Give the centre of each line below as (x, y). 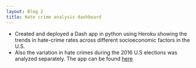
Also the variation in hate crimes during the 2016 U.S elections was (96, 52)
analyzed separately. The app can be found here (73, 59)
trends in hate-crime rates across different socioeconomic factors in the (102, 40)
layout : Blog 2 (25, 11)
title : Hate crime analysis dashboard (54, 17)
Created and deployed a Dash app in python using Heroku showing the (101, 33)
